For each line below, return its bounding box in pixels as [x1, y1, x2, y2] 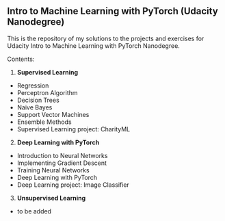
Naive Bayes [16, 103, 53, 112]
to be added [16, 207, 51, 215]
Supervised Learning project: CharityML [16, 125, 131, 133]
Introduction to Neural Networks [16, 151, 108, 159]
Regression [16, 81, 49, 90]
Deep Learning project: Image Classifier [16, 181, 130, 189]
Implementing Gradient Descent [16, 159, 107, 167]
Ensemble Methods [16, 118, 72, 126]
